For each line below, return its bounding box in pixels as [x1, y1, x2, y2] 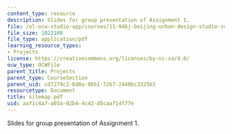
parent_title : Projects [7, 68, 76, 75]
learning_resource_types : [7, 42, 81, 49]
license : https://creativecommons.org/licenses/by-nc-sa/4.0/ [7, 55, 190, 62]
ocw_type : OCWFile [7, 61, 60, 68]
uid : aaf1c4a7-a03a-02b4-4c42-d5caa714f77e [7, 100, 135, 107]
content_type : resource [7, 10, 76, 17]
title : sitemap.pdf [7, 94, 64, 101]
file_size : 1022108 [7, 29, 64, 37]
